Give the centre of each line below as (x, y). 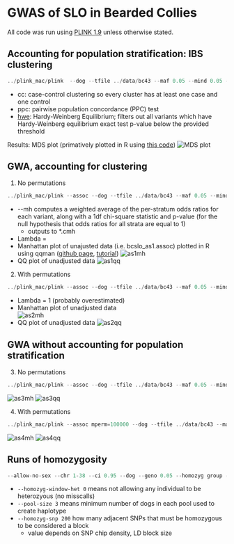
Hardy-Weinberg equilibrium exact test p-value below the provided (113, 124)
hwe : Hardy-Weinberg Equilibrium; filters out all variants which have (115, 116)
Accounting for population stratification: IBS (105, 54)
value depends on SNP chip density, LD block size (100, 533)
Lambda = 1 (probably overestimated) (71, 301)
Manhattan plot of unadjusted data (67, 308)
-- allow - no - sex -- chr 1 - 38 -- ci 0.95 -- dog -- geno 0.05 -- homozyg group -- (119, 475)
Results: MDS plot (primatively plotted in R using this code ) (92, 145)
